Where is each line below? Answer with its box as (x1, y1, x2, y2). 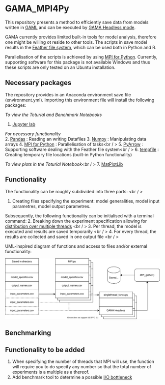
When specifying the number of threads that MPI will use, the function (12, 358, 155, 364)
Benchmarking (5, 329, 52, 337)
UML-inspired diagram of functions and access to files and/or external (5, 243, 147, 249)
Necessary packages (5, 79, 72, 87)
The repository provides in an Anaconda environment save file (5, 91, 131, 97)
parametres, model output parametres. (12, 203, 91, 209)
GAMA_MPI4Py (5, 3, 70, 14)
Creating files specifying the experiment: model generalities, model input (12, 198, 160, 204)
